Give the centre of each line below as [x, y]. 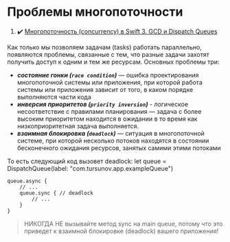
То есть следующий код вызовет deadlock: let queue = [87, 161]
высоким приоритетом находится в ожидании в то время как [107, 119]
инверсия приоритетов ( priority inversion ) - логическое [103, 104]
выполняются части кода [54, 97]
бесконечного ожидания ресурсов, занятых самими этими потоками [119, 147]
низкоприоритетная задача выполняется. [78, 126]
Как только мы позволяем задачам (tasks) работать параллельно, [105, 47]
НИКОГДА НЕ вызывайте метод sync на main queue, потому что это [123, 223]
